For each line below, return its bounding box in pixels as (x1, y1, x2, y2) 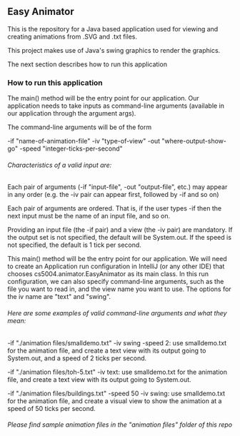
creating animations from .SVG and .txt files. (7, 32, 138, 41)
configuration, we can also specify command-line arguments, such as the (7, 278, 224, 286)
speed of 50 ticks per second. (7, 404, 96, 412)
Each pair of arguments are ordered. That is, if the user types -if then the (7, 204, 222, 213)
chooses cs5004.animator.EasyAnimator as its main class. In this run (7, 270, 209, 278)
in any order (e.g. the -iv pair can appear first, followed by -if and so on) (7, 191, 219, 199)
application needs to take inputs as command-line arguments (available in (7, 101, 225, 110)
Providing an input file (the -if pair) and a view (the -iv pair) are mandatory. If (7, 225, 233, 234)
